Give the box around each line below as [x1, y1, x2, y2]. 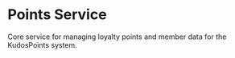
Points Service [7, 6, 107, 24]
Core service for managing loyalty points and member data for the [7, 32, 227, 41]
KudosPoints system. [7, 40, 77, 49]
